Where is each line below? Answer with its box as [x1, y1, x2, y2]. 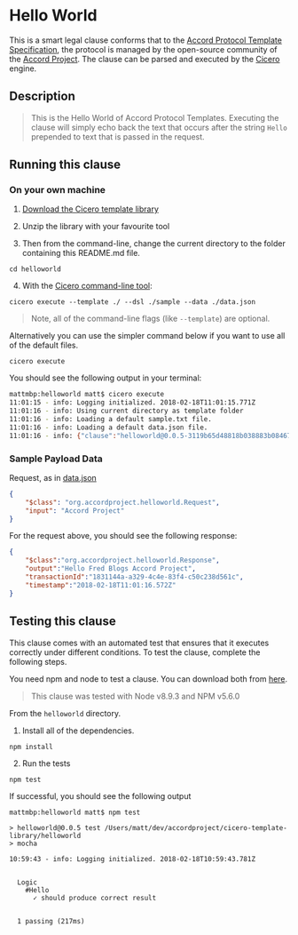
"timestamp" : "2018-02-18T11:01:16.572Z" [25, 580, 176, 589]
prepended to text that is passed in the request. [30, 131, 206, 142]
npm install [9, 742, 53, 751]
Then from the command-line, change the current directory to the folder [21, 238, 286, 249]
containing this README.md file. [21, 248, 140, 259]
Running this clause [9, 157, 122, 172]
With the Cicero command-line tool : [21, 281, 153, 292]
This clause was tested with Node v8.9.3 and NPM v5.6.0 [30, 691, 240, 701]
